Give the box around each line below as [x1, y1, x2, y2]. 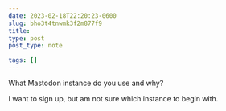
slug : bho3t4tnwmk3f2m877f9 [8, 19, 103, 27]
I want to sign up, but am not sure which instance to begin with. [8, 94, 219, 103]
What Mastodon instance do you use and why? [8, 78, 164, 88]
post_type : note [8, 42, 63, 50]
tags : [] [8, 56, 38, 64]
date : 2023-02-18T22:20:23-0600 [8, 11, 117, 20]
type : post [8, 34, 45, 43]
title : [8, 27, 31, 35]
